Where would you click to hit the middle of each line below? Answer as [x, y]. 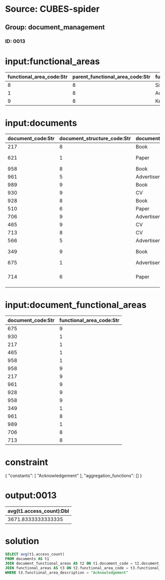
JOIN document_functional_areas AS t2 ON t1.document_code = [69, 563]
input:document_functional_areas [76, 305]
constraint [27, 462]
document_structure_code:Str [95, 138]
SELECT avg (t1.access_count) [35, 554]
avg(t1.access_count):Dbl [38, 511]
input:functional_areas [53, 61]
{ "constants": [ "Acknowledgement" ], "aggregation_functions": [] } [74, 476]
